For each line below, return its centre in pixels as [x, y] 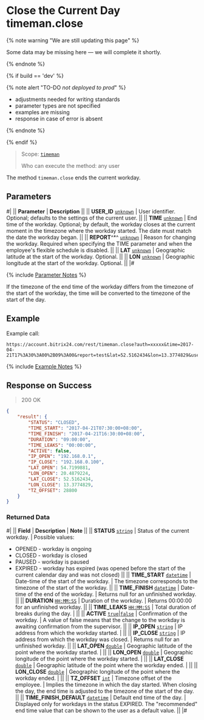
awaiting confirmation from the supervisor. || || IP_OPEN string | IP [99, 626]
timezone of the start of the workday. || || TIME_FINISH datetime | [97, 587]
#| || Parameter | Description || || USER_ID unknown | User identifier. [91, 211]
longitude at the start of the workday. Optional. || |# [70, 263]
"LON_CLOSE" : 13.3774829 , [61, 485]
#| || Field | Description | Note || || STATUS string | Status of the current [98, 530]
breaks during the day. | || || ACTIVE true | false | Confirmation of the [101, 613]
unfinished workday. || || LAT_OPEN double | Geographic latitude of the [104, 646]
